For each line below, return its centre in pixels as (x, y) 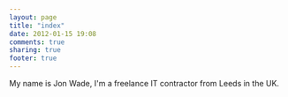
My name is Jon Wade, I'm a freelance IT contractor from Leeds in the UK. (144, 83)
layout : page (33, 17)
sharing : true (35, 50)
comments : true (37, 42)
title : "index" (37, 26)
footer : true (33, 58)
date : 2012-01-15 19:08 (53, 34)
